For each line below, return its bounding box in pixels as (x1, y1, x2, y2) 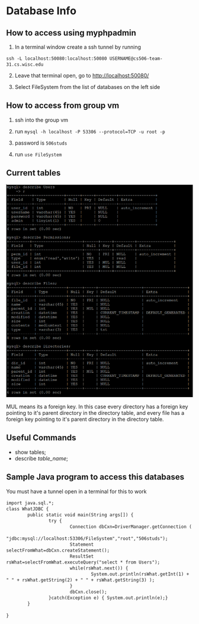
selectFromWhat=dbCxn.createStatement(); (6, 547, 110, 553)
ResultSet (69, 553, 94, 559)
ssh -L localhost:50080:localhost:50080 (6, 56, 108, 62)
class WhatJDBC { (6, 505, 49, 512)
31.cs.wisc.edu (6, 62, 44, 68)
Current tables (6, 168, 61, 178)
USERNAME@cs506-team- (109, 56, 163, 62)
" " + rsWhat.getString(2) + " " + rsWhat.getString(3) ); (6, 577, 155, 583)
